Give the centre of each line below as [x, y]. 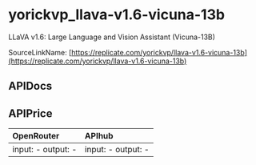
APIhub [99, 136]
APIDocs [30, 86]
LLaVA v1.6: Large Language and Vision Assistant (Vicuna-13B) [112, 37]
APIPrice [30, 113]
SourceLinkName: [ [40, 52]
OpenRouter [36, 136]
